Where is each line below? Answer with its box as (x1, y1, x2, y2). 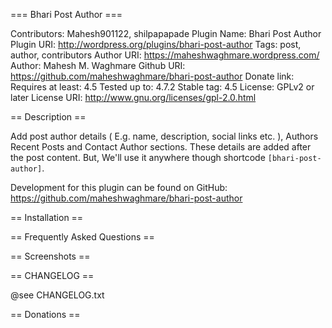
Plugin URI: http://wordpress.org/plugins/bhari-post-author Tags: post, (10, 39, 302, 50)
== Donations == (10, 309, 81, 320)
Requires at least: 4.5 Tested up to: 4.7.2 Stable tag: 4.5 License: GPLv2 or (10, 81, 315, 93)
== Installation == (10, 212, 84, 223)
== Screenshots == (10, 250, 91, 262)
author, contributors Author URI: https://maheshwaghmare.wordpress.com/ (10, 49, 320, 61)
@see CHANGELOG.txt (10, 289, 105, 301)
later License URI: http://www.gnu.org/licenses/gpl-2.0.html (10, 92, 257, 103)
